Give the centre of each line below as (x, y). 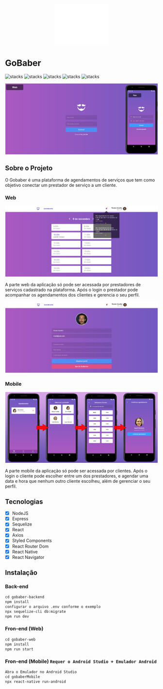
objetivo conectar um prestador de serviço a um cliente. (61, 185)
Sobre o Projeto (29, 168)
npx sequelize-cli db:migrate (36, 612)
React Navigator (28, 557)
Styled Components (32, 541)
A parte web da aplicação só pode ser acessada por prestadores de (73, 285)
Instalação (21, 573)
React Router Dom (30, 546)
